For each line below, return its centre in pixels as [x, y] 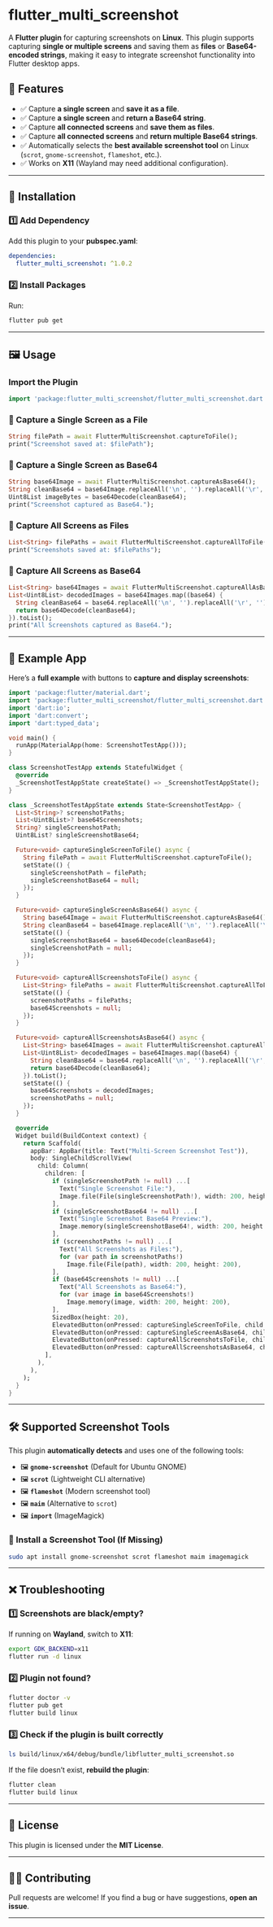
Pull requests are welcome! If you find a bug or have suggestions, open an [133, 1898]
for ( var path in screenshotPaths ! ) [121, 1256]
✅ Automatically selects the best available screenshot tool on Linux [134, 145]
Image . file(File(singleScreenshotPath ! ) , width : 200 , [152, 1196]
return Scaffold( [52, 1143]
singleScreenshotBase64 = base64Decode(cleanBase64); [123, 940]
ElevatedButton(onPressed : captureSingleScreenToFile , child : [159, 1325]
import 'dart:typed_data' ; [54, 723]
